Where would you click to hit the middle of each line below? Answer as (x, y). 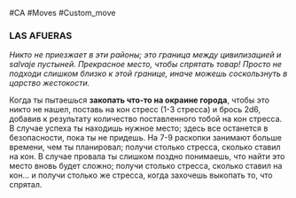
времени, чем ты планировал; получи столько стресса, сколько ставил (145, 147)
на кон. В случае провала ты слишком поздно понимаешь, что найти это (147, 156)
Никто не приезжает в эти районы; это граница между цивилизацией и (145, 55)
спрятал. (26, 185)
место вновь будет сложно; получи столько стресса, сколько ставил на (146, 166)
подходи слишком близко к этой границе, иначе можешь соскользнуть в (148, 73)
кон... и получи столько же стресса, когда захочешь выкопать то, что (141, 175)
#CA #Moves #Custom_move (62, 13)
